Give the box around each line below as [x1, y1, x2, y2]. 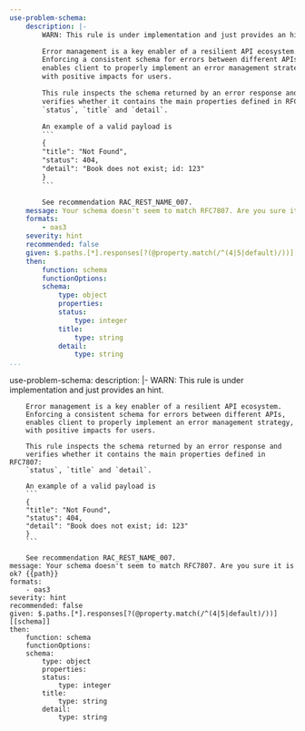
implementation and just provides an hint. [9, 384, 164, 396]
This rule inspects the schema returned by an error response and [25, 442, 282, 452]
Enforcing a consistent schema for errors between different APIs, [25, 411, 286, 420]
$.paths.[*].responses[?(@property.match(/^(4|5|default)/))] [37, 609, 279, 619]
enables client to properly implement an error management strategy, [25, 418, 295, 428]
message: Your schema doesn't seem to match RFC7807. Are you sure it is [9, 562, 295, 571]
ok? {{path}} [9, 570, 59, 579]
